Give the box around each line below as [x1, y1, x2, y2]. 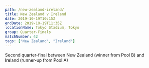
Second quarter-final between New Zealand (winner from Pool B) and [5, 52, 145, 58]
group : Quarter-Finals [5, 30, 51, 34]
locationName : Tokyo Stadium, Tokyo [5, 25, 79, 30]
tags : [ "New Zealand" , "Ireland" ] [5, 39, 75, 44]
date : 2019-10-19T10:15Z [5, 16, 56, 21]
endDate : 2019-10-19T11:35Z [5, 20, 62, 26]
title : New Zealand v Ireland [5, 12, 67, 17]
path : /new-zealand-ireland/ [5, 7, 64, 12]
